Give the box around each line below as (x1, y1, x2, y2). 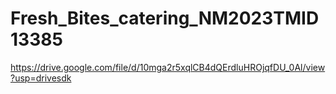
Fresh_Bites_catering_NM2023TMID (10, 7, 320, 30)
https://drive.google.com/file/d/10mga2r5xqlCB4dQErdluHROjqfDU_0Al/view (10, 61, 326, 73)
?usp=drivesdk (10, 72, 72, 84)
